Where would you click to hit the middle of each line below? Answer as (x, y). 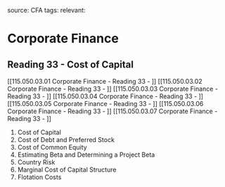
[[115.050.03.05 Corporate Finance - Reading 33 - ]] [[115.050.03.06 (105, 104)
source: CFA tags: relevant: (46, 10)
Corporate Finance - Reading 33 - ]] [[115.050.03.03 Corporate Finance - (112, 89)
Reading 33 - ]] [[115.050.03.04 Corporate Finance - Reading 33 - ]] (105, 96)
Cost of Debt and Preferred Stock (66, 140)
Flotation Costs (39, 177)
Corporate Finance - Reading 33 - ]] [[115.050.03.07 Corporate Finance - (112, 111)
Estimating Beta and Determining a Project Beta (86, 155)
